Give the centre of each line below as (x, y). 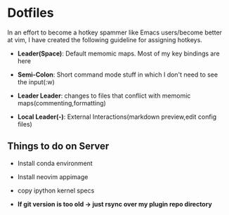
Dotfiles (31, 13)
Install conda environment (55, 163)
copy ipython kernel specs (56, 190)
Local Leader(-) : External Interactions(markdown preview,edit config (117, 117)
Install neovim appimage (53, 176)
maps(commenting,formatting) (62, 103)
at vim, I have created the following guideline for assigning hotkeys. (105, 39)
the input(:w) (36, 82)
